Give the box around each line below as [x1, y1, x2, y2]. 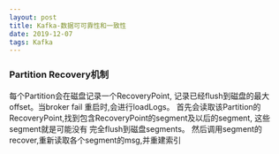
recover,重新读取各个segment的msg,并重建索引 [9, 135, 182, 145]
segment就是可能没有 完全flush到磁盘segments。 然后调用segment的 [9, 123, 262, 134]
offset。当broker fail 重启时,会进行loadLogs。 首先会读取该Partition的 [9, 101, 261, 112]
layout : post [9, 12, 57, 22]
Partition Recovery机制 [9, 68, 109, 81]
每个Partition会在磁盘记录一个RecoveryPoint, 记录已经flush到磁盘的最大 [9, 90, 270, 101]
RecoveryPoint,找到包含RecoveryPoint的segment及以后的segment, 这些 [9, 112, 271, 123]
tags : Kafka [9, 37, 53, 47]
